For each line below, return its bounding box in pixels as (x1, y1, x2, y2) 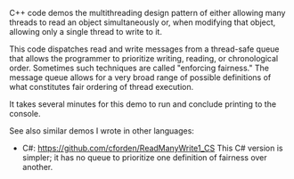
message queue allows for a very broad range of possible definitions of (9, 72, 272, 83)
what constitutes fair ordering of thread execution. (9, 82, 194, 92)
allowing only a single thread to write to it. (9, 27, 163, 37)
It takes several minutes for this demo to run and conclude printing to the (9, 99, 277, 110)
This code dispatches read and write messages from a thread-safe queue (9, 44, 280, 54)
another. (21, 162, 53, 172)
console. (9, 109, 42, 118)
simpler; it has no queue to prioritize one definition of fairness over (21, 152, 267, 163)
